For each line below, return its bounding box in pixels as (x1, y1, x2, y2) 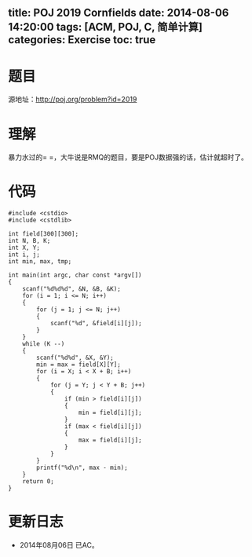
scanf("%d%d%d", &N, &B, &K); (22, 285, 122, 293)
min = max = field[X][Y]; (36, 361, 122, 368)
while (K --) (22, 340, 65, 348)
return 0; (22, 478, 55, 486)
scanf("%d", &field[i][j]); (49, 320, 143, 328)
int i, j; (8, 251, 41, 258)
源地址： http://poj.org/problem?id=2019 (8, 94, 137, 104)
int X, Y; (8, 244, 41, 252)
